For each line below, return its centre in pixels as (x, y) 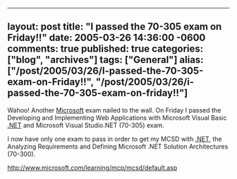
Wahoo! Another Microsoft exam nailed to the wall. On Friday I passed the (114, 110)
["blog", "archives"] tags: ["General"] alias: (105, 60)
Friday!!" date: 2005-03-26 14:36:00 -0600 (107, 38)
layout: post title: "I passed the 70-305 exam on (115, 27)
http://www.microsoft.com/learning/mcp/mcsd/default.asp (92, 168)
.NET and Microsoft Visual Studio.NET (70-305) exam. (86, 125)
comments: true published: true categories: (105, 49)
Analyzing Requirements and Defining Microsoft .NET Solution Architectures (118, 146)
